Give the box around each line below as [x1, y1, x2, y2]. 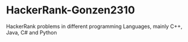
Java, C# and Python [6, 29, 57, 36]
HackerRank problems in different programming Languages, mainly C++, [6, 23, 183, 30]
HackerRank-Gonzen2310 [6, 3, 136, 17]
